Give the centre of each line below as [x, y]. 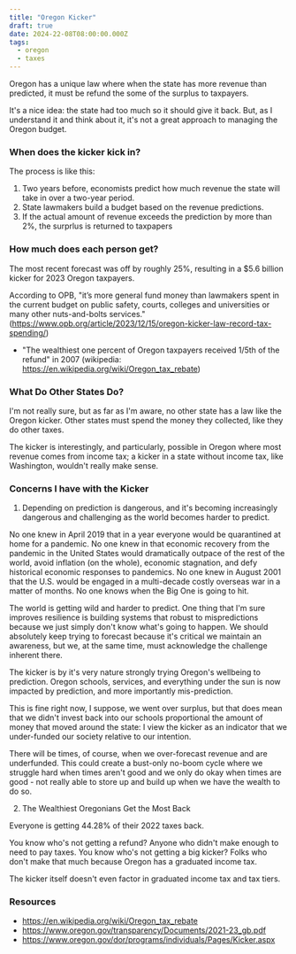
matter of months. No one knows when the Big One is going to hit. [129, 591]
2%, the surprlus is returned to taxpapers [97, 226]
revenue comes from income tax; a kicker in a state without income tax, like [147, 456]
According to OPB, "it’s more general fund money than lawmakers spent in [144, 295]
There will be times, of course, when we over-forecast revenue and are [138, 754]
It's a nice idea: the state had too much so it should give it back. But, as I [141, 110]
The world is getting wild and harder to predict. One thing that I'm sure [137, 609]
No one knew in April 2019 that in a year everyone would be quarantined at [145, 535]
